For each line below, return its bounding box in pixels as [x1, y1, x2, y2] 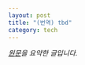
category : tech [8, 26, 58, 34]
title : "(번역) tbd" [8, 19, 72, 27]
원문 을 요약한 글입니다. [8, 49, 78, 58]
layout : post [8, 11, 51, 20]
